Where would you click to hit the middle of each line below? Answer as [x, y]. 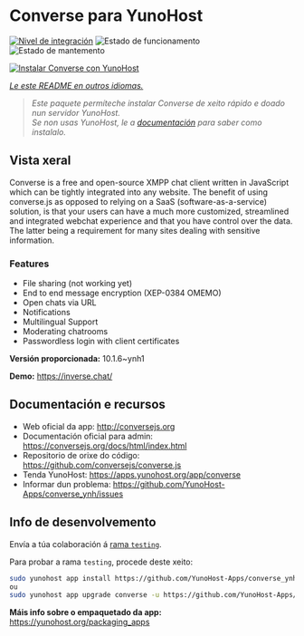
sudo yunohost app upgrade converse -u [85, 595]
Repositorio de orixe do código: [81, 455]
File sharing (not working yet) [77, 284]
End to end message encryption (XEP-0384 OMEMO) [122, 293]
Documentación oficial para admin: [88, 436]
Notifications [46, 313]
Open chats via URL [59, 303]
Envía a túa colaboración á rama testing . [85, 544]
